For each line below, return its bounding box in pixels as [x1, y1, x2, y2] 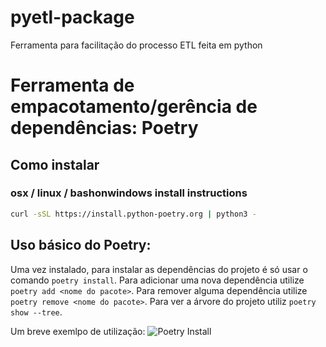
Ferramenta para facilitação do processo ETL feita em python [10, 39, 263, 51]
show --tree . [10, 306, 63, 318]
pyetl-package [10, 6, 135, 29]
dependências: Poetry [10, 117, 199, 140]
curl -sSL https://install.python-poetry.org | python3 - [10, 209, 257, 219]
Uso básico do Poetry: [10, 237, 152, 254]
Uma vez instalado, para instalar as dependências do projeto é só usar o [10, 263, 308, 275]
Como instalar [10, 156, 100, 173]
